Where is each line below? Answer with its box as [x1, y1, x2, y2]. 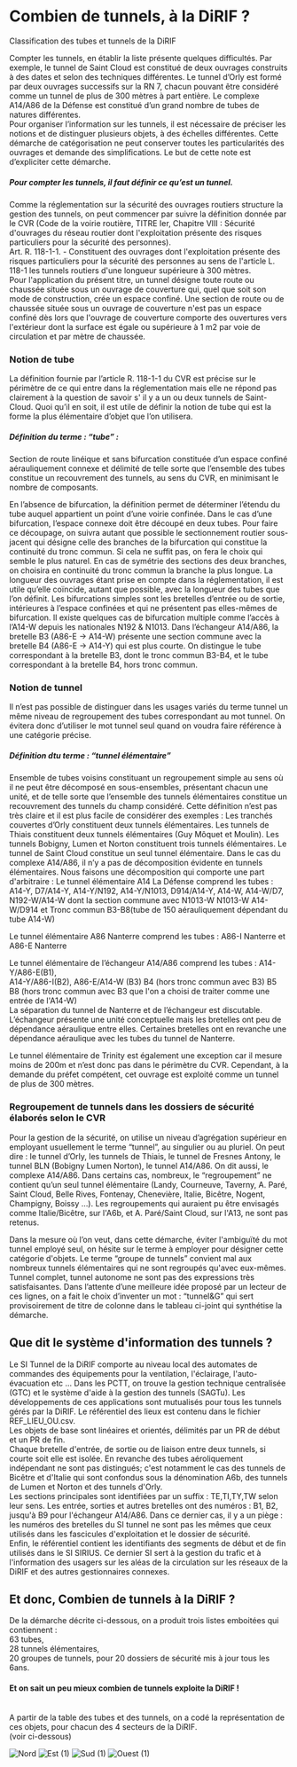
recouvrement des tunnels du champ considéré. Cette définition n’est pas [9, 801, 277, 812]
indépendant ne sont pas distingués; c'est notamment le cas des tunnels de [9, 1462, 286, 1473]
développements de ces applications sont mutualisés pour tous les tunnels [9, 1396, 282, 1407]
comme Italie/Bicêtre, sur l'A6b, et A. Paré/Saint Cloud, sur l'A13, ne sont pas [9, 1207, 288, 1218]
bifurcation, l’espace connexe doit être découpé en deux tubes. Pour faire [9, 518, 278, 529]
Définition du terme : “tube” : [9, 431, 120, 442]
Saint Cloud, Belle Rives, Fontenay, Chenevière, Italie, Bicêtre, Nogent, [9, 1189, 266, 1199]
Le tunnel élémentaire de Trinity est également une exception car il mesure [9, 1050, 283, 1061]
